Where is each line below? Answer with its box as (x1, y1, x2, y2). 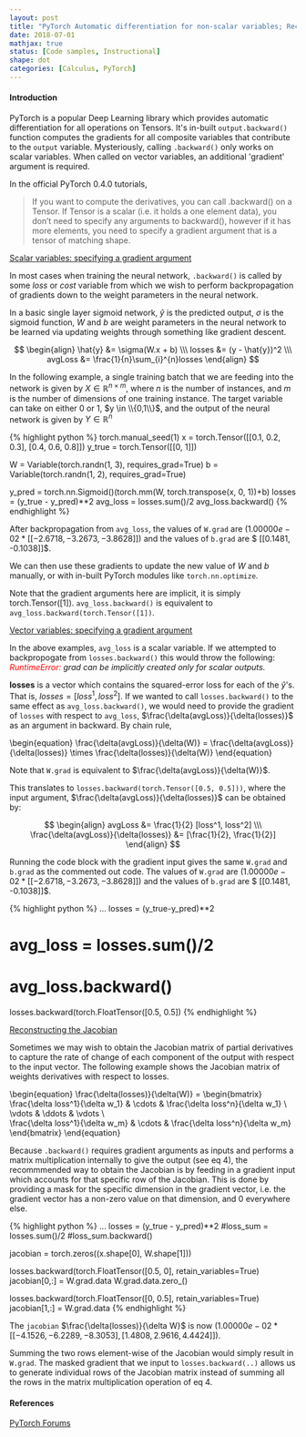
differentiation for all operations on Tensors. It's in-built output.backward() (9, 122, 289, 133)
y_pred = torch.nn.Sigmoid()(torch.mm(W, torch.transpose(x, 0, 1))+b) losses (9, 486, 296, 497)
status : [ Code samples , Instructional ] (9, 47, 161, 56)
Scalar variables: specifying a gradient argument (9, 252, 192, 264)
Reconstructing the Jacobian (9, 1024, 118, 1035)
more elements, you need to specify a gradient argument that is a (31, 225, 278, 237)
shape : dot (9, 56, 51, 65)
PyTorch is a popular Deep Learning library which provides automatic (9, 113, 269, 124)
